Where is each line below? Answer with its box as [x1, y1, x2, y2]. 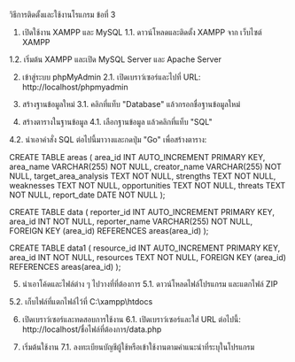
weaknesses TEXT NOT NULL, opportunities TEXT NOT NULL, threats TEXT [9, 181, 286, 190]
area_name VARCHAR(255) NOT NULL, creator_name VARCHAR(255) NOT [9, 161, 282, 172]
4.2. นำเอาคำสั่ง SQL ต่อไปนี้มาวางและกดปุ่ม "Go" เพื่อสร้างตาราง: [9, 135, 207, 144]
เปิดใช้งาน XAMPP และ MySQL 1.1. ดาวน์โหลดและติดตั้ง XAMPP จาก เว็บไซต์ [21, 27, 263, 37]
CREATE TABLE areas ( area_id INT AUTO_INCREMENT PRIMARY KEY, [9, 152, 266, 162]
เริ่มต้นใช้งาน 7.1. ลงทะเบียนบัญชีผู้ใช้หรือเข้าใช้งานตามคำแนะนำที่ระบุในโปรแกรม [21, 342, 255, 352]
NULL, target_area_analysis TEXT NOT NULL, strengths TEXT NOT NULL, [9, 171, 276, 181]
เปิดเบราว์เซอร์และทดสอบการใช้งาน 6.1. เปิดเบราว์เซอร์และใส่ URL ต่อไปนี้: [21, 314, 242, 324]
